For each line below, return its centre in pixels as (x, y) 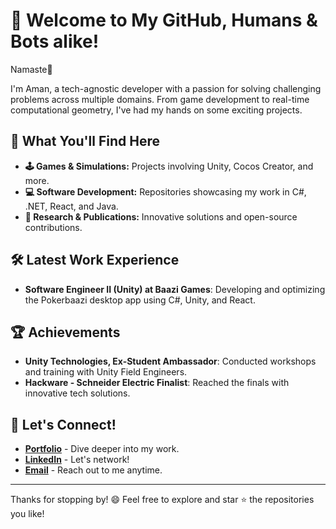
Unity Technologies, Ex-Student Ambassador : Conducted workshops (170, 361)
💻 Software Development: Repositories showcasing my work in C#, (165, 191)
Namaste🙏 (31, 69)
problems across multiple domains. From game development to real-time (160, 99)
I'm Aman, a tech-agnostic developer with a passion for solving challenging (166, 88)
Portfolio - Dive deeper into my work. (102, 449)
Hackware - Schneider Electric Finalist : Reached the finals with (157, 383)
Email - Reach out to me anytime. (93, 470)
